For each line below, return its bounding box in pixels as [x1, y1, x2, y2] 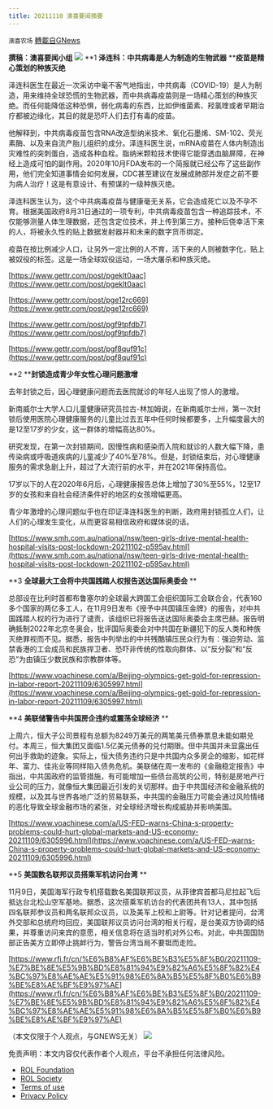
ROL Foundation [19, 1064, 75, 1075]
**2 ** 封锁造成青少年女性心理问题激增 [8, 369, 138, 379]
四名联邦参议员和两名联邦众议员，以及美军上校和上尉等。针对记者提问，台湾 [8, 907, 265, 917]
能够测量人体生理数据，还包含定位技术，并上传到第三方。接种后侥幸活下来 [15, 217, 265, 226]
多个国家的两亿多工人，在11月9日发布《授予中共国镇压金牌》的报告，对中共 [8, 603, 262, 613]
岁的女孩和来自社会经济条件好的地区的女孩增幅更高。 [8, 489, 187, 499]
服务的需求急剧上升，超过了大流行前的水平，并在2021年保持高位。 [8, 462, 232, 471]
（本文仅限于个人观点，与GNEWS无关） [8, 1031, 142, 1041]
